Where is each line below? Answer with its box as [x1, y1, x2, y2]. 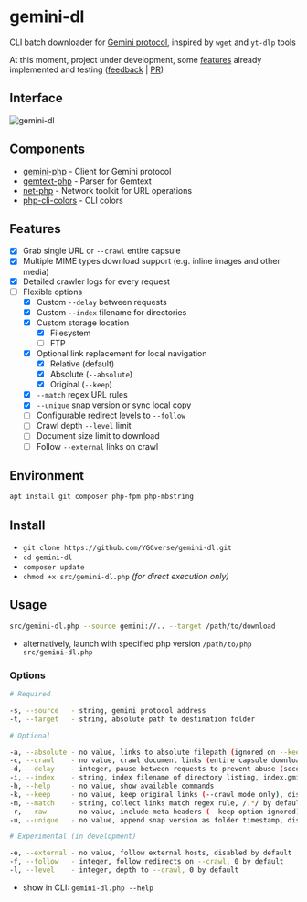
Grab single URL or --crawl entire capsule [22, 245, 181, 257]
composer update [22, 563, 85, 572]
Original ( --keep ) [49, 379, 112, 390]
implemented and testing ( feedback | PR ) [9, 64, 164, 75]
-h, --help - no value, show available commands [9, 781, 215, 791]
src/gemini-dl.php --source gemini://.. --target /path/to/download [9, 621, 276, 631]
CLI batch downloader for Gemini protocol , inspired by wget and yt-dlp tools [9, 37, 297, 48]
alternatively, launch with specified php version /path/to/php [22, 638, 252, 649]
